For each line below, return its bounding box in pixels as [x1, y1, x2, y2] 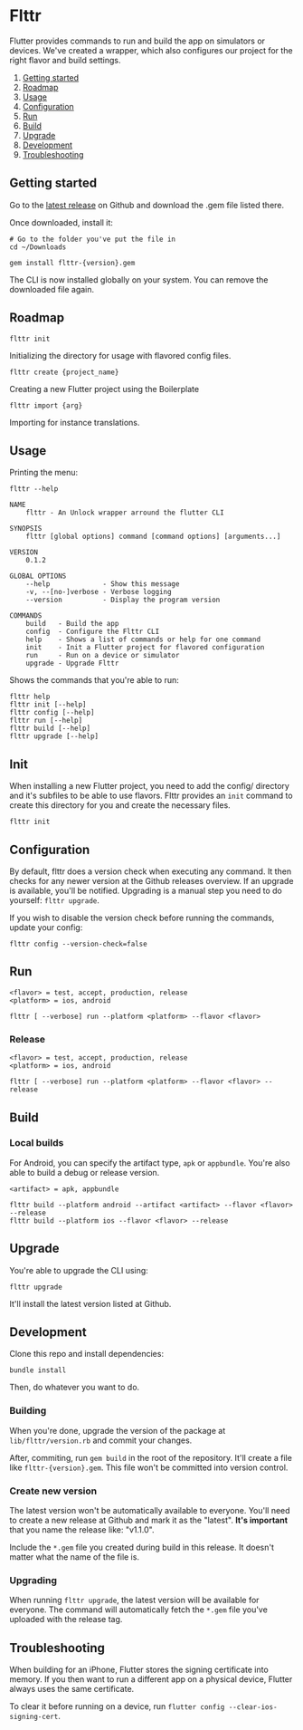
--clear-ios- [228, 1703, 278, 1712]
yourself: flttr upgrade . [9, 895, 99, 906]
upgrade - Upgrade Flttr [25, 658, 119, 668]
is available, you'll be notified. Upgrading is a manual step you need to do [9, 885, 282, 896]
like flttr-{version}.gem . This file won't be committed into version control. [9, 1462, 289, 1473]
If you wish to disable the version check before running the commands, [9, 912, 275, 923]
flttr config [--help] [9, 708, 95, 717]
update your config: [9, 922, 83, 933]
